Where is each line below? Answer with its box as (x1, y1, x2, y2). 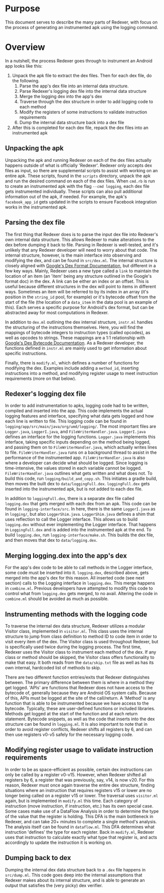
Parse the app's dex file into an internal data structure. (19, 83, 129, 89)
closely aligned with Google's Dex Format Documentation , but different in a (5, 263, 156, 268)
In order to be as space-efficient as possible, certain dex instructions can (5, 766, 152, 772)
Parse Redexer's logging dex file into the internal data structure (19, 88, 147, 94)
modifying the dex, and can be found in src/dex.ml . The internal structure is (5, 257, 158, 263)
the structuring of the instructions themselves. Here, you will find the (5, 324, 143, 330)
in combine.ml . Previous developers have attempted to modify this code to (5, 585, 153, 591)
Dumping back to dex (5, 854, 71, 862)
